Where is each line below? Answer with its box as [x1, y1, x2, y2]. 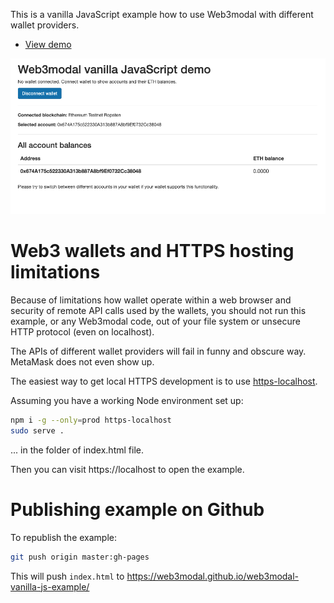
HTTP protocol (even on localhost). [10, 326, 155, 338]
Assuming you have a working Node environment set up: [10, 395, 244, 407]
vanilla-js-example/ [10, 580, 90, 593]
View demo [24, 39, 72, 50]
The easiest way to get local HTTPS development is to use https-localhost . [10, 375, 318, 388]
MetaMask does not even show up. [10, 356, 155, 368]
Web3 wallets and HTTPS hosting [10, 240, 295, 263]
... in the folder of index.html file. [10, 444, 144, 456]
